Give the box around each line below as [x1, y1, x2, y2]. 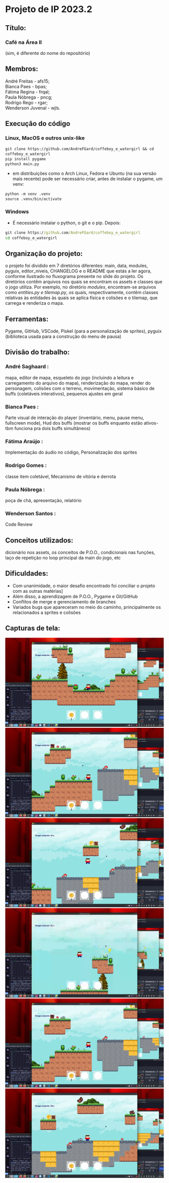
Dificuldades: [5, 569, 49, 578]
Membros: [5, 64, 39, 74]
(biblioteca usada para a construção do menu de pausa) [5, 333, 122, 339]
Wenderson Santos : [5, 510, 56, 517]
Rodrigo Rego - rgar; [5, 99, 48, 105]
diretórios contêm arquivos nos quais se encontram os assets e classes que [5, 279, 162, 285]
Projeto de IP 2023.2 [5, 4, 93, 15]
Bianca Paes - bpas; [5, 83, 47, 89]
